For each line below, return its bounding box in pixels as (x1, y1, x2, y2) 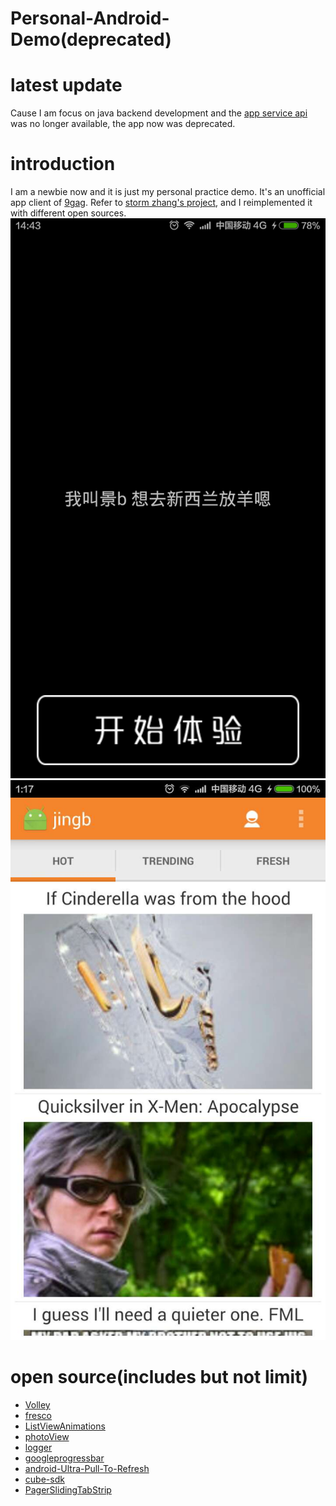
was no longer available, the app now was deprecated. (10, 118, 236, 130)
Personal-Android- (10, 7, 170, 30)
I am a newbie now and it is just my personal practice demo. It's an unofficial (10, 186, 326, 198)
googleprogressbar (24, 1452, 105, 1464)
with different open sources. (10, 207, 127, 219)
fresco (24, 1410, 52, 1421)
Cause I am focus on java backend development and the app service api (10, 107, 308, 119)
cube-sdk (24, 1473, 65, 1485)
